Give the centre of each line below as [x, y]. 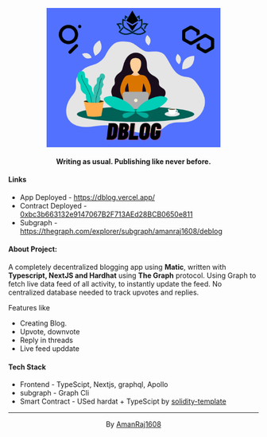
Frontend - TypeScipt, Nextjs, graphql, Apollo [94, 384]
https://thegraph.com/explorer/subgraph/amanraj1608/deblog [121, 231]
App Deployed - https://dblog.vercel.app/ [87, 197]
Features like [29, 308]
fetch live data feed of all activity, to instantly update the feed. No [115, 284]
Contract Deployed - [53, 205]
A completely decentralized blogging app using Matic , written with [117, 267]
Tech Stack [27, 367]
